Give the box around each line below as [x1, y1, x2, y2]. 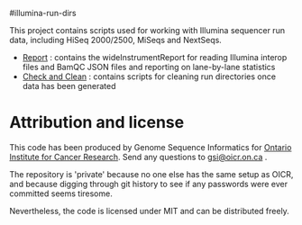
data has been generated [22, 81, 116, 91]
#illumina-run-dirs [9, 8, 77, 18]
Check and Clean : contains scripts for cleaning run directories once [22, 71, 277, 82]
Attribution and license [9, 112, 185, 133]
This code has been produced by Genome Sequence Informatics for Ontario [9, 141, 292, 152]
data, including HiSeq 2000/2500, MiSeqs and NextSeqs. [9, 35, 223, 45]
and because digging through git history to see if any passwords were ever [9, 178, 288, 189]
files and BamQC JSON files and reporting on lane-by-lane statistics [22, 62, 276, 72]
